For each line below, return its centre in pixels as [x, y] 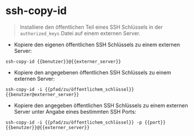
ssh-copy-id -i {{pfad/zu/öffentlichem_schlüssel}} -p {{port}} [86, 122]
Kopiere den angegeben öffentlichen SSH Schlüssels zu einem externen [101, 105]
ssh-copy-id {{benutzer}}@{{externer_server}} [63, 62]
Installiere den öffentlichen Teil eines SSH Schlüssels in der [91, 27]
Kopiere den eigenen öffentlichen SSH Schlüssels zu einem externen [97, 45]
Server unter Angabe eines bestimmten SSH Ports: [75, 111]
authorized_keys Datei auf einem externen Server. [80, 33]
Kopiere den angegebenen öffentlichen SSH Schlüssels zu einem [92, 72]
